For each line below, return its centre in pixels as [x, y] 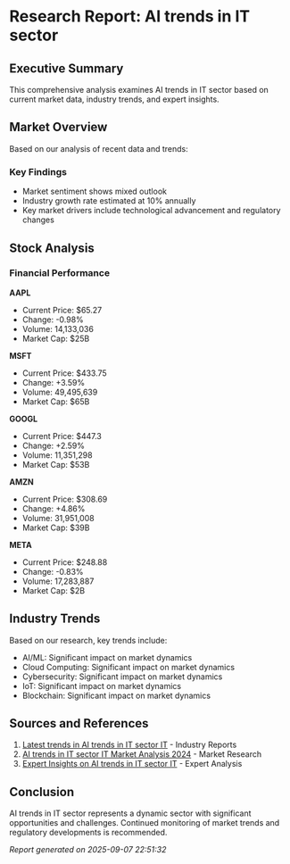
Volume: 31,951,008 [58, 518]
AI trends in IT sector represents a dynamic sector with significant [130, 813]
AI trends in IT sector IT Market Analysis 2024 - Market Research [141, 754]
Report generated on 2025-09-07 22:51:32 [88, 850]
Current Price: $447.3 [62, 436]
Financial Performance [59, 273]
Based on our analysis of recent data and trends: [99, 148]
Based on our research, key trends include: [88, 640]
